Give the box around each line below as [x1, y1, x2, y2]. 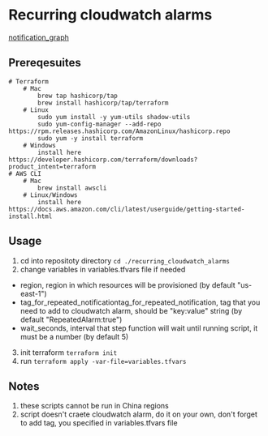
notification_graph [8, 32, 69, 42]
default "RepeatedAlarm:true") [19, 314, 123, 324]
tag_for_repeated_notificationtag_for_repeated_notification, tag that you [19, 297, 261, 307]
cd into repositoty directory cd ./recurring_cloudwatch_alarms [19, 255, 230, 265]
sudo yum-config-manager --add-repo [37, 120, 162, 128]
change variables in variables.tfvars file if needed [19, 264, 186, 274]
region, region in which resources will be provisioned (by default [19, 280, 236, 289]
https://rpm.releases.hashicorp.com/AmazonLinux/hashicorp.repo [8, 127, 231, 135]
